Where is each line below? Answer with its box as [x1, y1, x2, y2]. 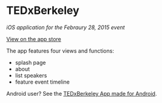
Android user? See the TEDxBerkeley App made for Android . [6, 90, 157, 97]
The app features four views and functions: [6, 47, 114, 55]
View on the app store [6, 35, 62, 42]
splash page [15, 59, 46, 66]
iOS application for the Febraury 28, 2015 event [6, 24, 126, 31]
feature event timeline [15, 78, 70, 85]
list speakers [15, 71, 47, 79]
